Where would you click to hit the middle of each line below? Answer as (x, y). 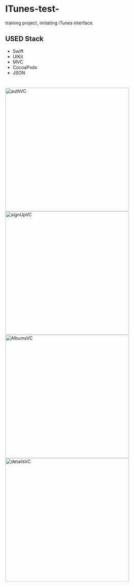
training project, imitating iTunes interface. (49, 23)
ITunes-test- (32, 9)
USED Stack (25, 39)
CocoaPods (25, 67)
